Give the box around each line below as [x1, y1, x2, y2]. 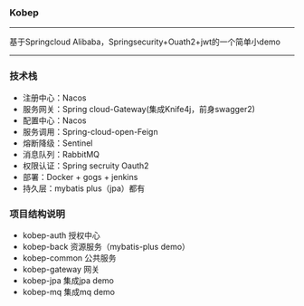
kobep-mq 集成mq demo [22, 286, 116, 297]
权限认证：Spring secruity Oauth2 [22, 160, 149, 171]
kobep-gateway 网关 [22, 263, 100, 274]
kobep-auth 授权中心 [22, 229, 101, 241]
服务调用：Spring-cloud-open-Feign [22, 126, 158, 137]
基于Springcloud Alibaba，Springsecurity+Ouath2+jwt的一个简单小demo [9, 36, 280, 47]
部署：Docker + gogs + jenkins [22, 171, 138, 182]
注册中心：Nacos [22, 92, 87, 103]
